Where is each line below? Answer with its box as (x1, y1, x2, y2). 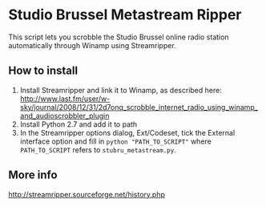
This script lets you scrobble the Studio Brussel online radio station (8, 32, 230, 42)
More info (8, 168, 58, 182)
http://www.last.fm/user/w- (19, 94, 111, 103)
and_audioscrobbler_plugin (19, 111, 110, 120)
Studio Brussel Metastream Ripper (8, 6, 242, 24)
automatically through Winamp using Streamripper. (8, 40, 176, 50)
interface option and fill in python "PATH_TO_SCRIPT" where (19, 136, 212, 146)
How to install (8, 64, 79, 78)
